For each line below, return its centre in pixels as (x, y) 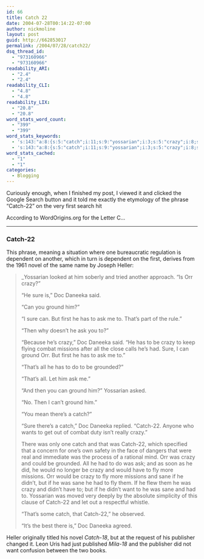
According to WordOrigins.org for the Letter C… (66, 218)
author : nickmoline (31, 29)
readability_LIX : (28, 102)
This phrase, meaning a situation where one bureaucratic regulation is (94, 252)
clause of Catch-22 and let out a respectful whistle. (85, 502)
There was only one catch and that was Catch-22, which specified (104, 444)
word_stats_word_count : (36, 119)
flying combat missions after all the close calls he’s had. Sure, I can (105, 349)
